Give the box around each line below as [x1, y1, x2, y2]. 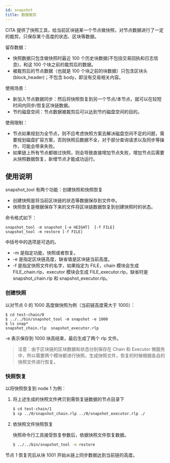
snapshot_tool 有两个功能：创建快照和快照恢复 [5, 187, 103, 193]
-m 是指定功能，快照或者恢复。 [12, 250, 78, 256]
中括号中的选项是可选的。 [5, 239, 59, 245]
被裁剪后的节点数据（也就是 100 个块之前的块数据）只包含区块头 [12, 67, 148, 74]
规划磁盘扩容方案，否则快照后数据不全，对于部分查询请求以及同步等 [17, 136, 160, 143]
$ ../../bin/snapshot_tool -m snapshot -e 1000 [5, 316, 108, 322]
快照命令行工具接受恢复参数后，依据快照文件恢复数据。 [12, 432, 129, 438]
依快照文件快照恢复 [12, 421, 53, 427]
